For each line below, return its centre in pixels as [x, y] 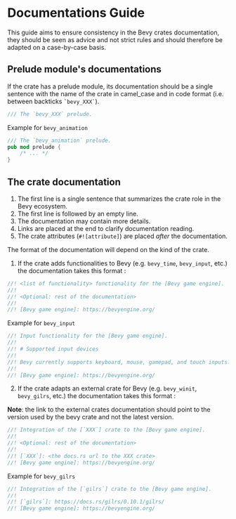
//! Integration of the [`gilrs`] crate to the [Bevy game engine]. [110, 489]
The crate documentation [64, 182]
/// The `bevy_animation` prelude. [59, 140]
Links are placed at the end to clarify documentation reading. [106, 228]
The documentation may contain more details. [84, 221]
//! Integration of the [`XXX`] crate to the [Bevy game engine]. [106, 430]
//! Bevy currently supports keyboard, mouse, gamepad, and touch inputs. [119, 362]
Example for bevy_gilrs [41, 476]
